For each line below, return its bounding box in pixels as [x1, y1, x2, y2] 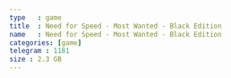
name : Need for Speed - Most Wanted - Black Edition [9, 30, 222, 39]
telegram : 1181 [9, 47, 70, 56]
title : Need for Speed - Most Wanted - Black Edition [9, 22, 222, 30]
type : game [9, 13, 63, 22]
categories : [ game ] [9, 38, 82, 48]
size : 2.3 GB [9, 55, 63, 64]
